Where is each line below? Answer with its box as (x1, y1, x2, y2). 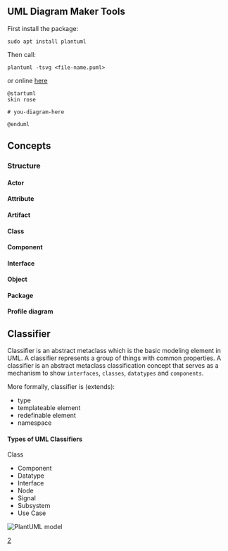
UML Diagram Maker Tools (7, 6, 125, 18)
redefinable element (17, 411, 76, 420)
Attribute (7, 194, 34, 203)
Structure (7, 161, 41, 171)
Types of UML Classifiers (7, 435, 83, 443)
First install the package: (7, 24, 79, 32)
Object (7, 275, 28, 284)
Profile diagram (7, 307, 53, 316)
